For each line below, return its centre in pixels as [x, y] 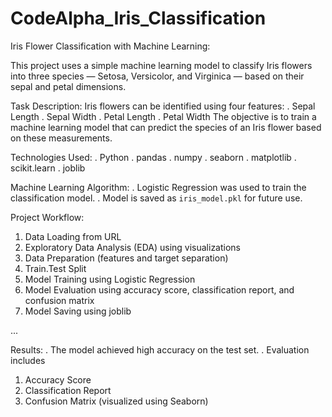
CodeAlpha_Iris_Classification [138, 18]
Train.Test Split [55, 268]
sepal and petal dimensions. [68, 86]
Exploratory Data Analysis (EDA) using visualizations [133, 247]
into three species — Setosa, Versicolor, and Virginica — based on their [157, 76]
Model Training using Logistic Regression [110, 279]
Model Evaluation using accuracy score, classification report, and [159, 289]
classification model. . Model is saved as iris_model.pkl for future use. [156, 198]
